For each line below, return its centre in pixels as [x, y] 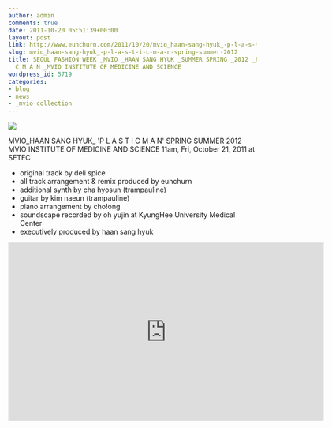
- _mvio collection [40, 103]
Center [31, 223]
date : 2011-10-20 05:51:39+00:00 [63, 30]
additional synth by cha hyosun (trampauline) [93, 190]
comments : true [33, 23]
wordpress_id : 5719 [40, 74]
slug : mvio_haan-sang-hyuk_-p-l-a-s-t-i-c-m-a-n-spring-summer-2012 [123, 52]
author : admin [32, 15]
